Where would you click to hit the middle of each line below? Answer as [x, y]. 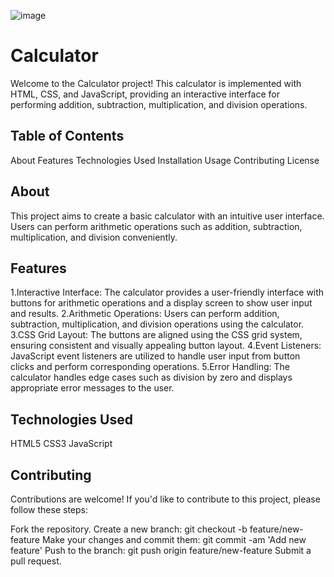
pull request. [36, 561]
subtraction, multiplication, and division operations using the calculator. [157, 324]
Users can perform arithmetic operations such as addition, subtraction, [156, 226]
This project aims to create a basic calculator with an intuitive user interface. [167, 216]
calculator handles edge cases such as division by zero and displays [151, 377]
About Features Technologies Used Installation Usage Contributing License [165, 160]
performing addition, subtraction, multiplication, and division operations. [159, 104]
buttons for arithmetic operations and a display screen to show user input [161, 303]
